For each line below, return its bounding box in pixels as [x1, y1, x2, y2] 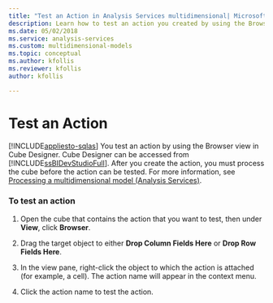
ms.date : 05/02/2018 [8, 27, 79, 35]
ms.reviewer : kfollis [8, 65, 82, 73]
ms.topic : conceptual [8, 49, 82, 58]
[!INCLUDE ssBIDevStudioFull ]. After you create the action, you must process [8, 158, 265, 168]
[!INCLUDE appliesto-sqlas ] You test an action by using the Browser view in [8, 141, 259, 151]
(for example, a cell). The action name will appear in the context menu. [19, 271, 258, 280]
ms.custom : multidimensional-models [8, 42, 132, 50]
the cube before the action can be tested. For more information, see [8, 167, 236, 177]
